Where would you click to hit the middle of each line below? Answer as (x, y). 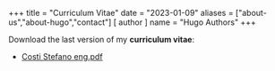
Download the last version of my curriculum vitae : (101, 39)
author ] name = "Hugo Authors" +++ (188, 22)
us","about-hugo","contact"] (60, 22)
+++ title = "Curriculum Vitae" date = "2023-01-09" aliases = (121, 13)
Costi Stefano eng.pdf (62, 56)
